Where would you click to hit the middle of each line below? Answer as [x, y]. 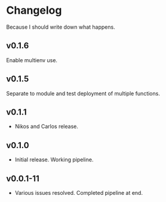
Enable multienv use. [32, 60]
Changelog [34, 10]
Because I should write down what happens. [61, 27]
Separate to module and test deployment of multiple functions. [83, 93]
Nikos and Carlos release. [47, 127]
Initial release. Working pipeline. [54, 160]
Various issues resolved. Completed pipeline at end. [79, 193]
